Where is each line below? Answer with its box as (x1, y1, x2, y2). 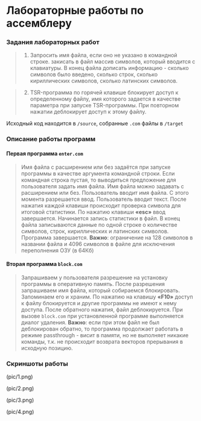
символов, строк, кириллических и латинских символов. (21, 227, 169, 235)
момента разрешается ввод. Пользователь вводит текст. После (21, 195, 187, 203)
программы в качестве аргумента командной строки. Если (21, 169, 175, 177)
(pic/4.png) (6, 408, 34, 416)
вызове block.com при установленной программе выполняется (21, 312, 184, 320)
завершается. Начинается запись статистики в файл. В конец (21, 215, 180, 222)
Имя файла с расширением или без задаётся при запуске (21, 163, 171, 171)
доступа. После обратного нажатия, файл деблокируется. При (21, 306, 183, 313)
